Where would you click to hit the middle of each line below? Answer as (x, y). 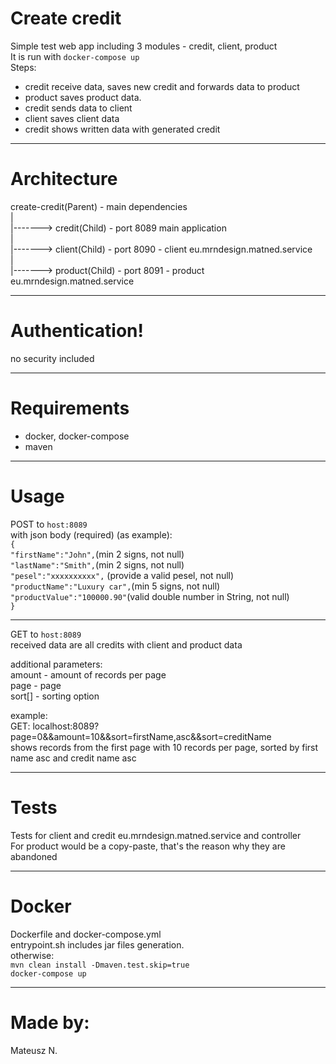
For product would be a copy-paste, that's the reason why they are (148, 846)
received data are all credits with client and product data (126, 644)
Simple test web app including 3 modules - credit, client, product (144, 46)
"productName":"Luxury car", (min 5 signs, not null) (115, 586)
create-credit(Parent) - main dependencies (99, 206)
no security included (52, 358)
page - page (36, 685)
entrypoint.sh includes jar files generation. (97, 944)
